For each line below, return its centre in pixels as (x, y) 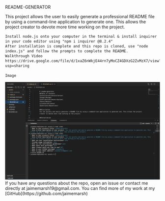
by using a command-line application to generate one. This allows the (76, 22)
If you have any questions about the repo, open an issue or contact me (77, 183)
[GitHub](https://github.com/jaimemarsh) (47, 193)
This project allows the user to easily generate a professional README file (80, 16)
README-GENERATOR (28, 7)
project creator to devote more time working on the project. (65, 27)
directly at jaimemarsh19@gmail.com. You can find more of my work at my (80, 188)
